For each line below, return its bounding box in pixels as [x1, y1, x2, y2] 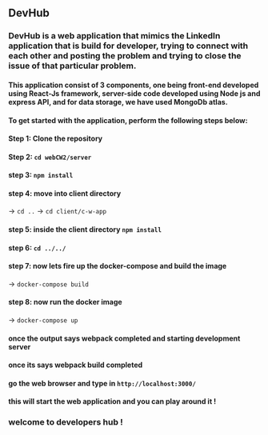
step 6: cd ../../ [8, 243, 66, 253]
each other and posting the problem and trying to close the [8, 50, 242, 62]
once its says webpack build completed [8, 360, 143, 370]
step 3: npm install [8, 170, 74, 180]
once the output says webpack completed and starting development [8, 333, 241, 343]
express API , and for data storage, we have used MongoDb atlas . [8, 97, 228, 106]
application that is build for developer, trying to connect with [8, 40, 249, 51]
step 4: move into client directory [8, 188, 122, 198]
